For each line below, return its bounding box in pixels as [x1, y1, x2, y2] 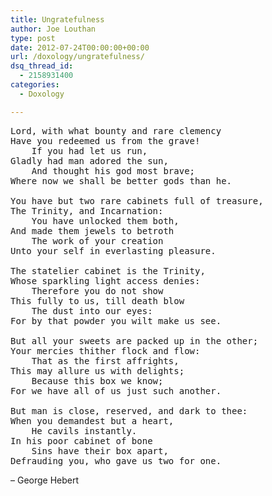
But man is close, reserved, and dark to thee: [10, 405, 248, 416]
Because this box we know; [31, 375, 164, 386]
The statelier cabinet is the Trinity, [10, 265, 206, 276]
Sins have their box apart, [31, 445, 169, 456]
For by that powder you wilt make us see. [10, 315, 222, 326]
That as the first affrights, [31, 355, 180, 366]
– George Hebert [10, 474, 80, 486]
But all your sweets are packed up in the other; [10, 335, 259, 346]
